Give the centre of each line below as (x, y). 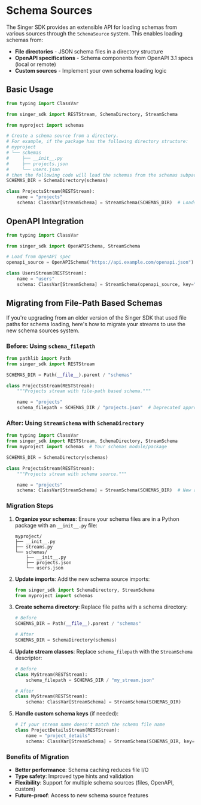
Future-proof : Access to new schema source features (81, 795)
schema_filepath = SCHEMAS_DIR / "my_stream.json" (90, 680)
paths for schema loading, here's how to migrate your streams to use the (96, 324)
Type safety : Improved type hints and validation (74, 776)
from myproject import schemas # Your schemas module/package (87, 447)
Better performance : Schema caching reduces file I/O (82, 770)
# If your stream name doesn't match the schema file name (90, 724)
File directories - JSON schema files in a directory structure (89, 51)
